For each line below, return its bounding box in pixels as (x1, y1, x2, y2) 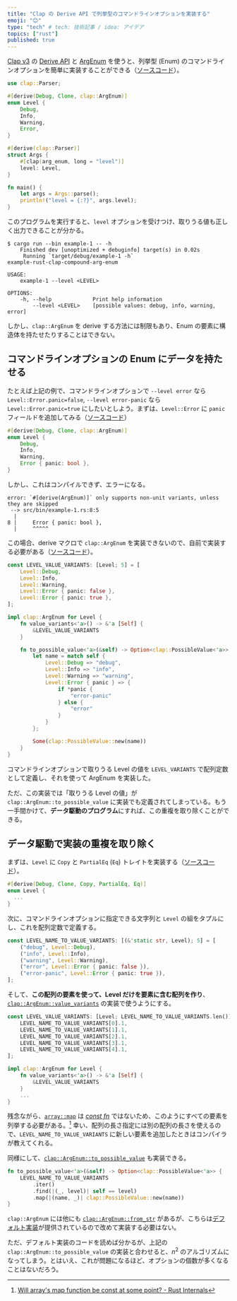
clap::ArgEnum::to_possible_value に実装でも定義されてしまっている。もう (7, 797, 227, 806)
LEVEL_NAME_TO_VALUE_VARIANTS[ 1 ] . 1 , (20, 1026, 128, 1033)
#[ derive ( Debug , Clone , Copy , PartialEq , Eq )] (7, 881, 147, 888)
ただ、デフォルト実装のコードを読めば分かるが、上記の (7, 1238, 168, 1247)
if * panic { (57, 685, 93, 693)
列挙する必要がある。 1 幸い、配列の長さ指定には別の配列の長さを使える (7, 1120, 215, 1130)
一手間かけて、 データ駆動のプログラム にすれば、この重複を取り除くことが (7, 806, 224, 815)
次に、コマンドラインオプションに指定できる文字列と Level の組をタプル (7, 914, 218, 923)
